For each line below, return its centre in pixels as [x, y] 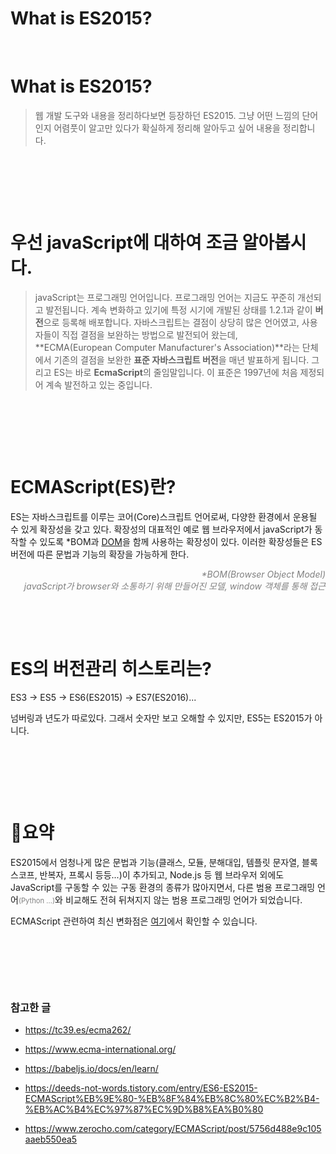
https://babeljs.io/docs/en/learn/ [91, 1068]
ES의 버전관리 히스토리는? [111, 668]
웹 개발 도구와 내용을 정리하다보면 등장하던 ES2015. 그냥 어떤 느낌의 [167, 115]
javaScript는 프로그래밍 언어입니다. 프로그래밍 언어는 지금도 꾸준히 [165, 297]
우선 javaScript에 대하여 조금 [124, 243]
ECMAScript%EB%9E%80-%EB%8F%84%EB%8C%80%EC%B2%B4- [172, 1098]
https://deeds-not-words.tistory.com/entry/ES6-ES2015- [141, 1088]
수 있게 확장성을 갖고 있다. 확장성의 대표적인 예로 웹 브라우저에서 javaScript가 [161, 529]
